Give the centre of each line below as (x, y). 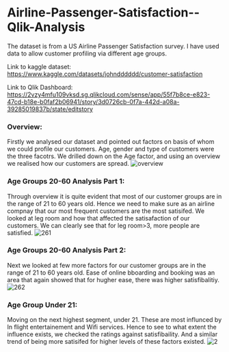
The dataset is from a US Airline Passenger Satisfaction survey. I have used (113, 46)
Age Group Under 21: (42, 305)
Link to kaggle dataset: (39, 66)
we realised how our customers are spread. (68, 164)
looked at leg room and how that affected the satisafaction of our (98, 218)
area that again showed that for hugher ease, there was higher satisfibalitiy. (113, 279)
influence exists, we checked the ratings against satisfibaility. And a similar (112, 334)
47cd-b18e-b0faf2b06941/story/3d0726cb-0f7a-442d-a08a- (93, 101)
